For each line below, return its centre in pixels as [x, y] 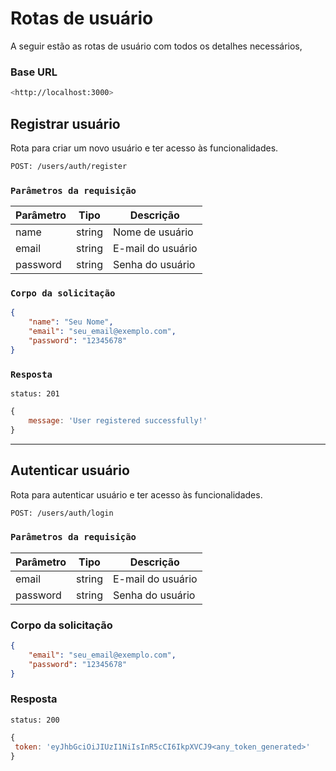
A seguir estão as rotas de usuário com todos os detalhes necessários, [156, 46]
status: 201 [35, 394]
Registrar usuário [65, 123]
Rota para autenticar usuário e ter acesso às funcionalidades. [136, 494]
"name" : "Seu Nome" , [71, 322]
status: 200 [35, 720]
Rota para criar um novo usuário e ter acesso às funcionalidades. [144, 148]
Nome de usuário [153, 232]
